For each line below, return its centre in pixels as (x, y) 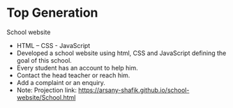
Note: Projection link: (47, 90)
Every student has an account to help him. (77, 68)
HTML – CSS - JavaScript (53, 45)
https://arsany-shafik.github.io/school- (134, 90)
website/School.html (46, 97)
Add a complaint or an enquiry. (61, 82)
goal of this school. (44, 60)
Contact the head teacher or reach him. (73, 75)
